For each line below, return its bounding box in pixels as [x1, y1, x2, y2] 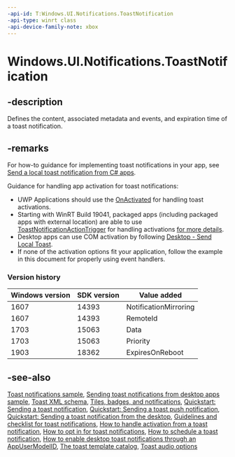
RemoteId [126, 314, 158, 323]
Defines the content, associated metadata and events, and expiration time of [7, 115, 227, 123]
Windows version [10, 290, 71, 300]
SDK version [76, 290, 120, 300]
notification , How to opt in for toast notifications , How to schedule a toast [7, 428, 218, 436]
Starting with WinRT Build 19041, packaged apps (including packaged [17, 211, 218, 219]
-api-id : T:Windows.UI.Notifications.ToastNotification [7, 10, 173, 17]
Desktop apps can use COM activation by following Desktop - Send [17, 232, 212, 241]
